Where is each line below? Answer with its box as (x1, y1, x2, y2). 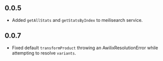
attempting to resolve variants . (11, 50, 76, 56)
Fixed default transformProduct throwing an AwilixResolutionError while (11, 45, 158, 51)
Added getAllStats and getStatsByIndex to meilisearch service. (11, 17, 143, 23)
